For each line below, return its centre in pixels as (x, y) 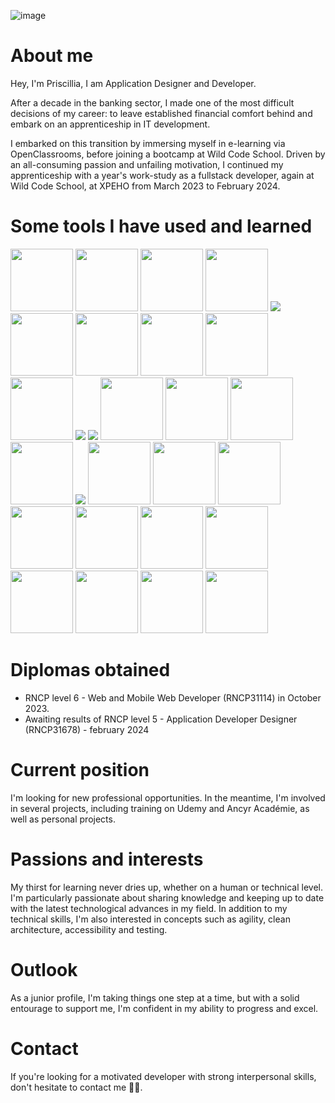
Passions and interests (107, 859)
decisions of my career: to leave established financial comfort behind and (161, 113)
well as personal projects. (63, 819)
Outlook (44, 969)
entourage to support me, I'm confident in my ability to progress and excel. (164, 1008)
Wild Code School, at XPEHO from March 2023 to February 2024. (145, 186)
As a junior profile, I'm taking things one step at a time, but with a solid (155, 997)
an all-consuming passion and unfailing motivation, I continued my (147, 164)
